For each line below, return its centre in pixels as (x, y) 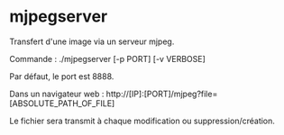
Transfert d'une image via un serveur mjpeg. (92, 41)
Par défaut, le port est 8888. (62, 76)
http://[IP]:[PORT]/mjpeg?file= (162, 94)
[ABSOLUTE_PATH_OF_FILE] (62, 103)
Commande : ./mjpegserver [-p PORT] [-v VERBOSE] (107, 58)
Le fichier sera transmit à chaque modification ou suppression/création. (142, 121)
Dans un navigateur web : (57, 94)
